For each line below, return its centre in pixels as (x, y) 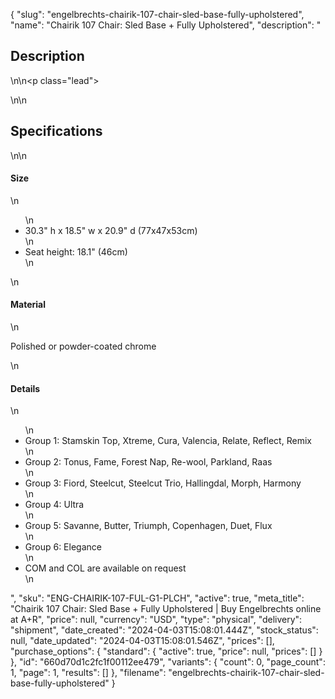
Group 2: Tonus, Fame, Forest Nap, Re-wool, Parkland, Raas (148, 462)
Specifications (56, 131)
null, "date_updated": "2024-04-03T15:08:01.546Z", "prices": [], (142, 641)
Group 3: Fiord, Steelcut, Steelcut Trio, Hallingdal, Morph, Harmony (163, 483)
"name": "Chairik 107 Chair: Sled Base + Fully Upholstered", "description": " (166, 25)
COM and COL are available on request (105, 568)
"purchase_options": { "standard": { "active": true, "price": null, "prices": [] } (166, 651)
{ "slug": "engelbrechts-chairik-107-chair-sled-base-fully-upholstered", (157, 14)
